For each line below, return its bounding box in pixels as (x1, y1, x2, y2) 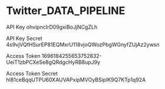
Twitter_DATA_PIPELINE (6, 4, 126, 18)
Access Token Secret (6, 70, 58, 77)
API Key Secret (6, 35, 42, 42)
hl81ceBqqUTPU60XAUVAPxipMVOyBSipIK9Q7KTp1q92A (6, 76, 146, 83)
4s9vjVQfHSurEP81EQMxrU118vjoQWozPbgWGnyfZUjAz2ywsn (6, 41, 160, 48)
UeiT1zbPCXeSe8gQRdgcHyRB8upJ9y (6, 59, 101, 66)
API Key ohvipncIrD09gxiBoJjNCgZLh (6, 23, 98, 30)
